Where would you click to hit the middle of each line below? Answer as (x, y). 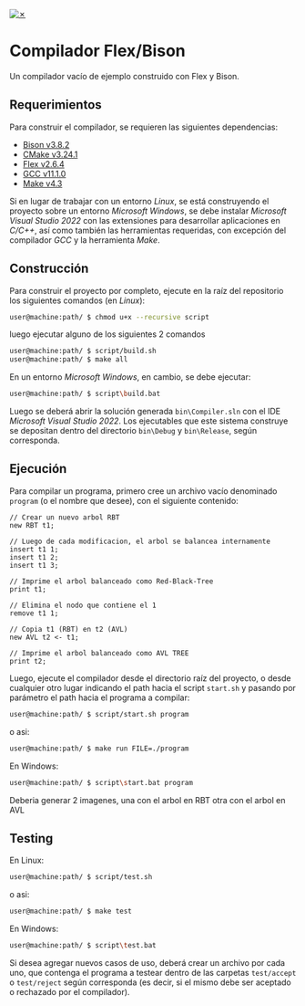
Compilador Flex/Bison (98, 51)
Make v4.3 (42, 183)
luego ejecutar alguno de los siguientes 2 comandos (107, 334)
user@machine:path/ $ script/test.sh (81, 877)
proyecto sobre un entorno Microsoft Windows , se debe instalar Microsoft (148, 211)
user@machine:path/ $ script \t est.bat (83, 946)
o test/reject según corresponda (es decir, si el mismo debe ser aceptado (150, 982)
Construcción (49, 269)
